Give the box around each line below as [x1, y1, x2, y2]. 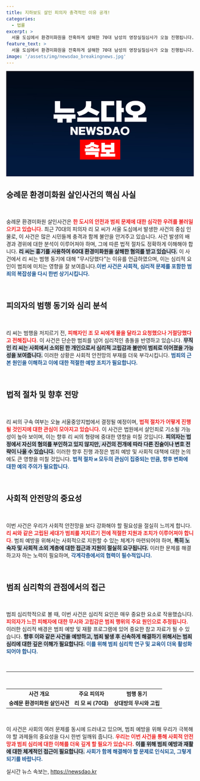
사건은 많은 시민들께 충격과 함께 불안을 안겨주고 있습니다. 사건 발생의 [24, 233, 184, 240]
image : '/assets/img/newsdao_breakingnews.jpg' [6, 54, 127, 60]
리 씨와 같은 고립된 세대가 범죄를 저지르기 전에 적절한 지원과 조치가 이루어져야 [6, 529, 183, 536]
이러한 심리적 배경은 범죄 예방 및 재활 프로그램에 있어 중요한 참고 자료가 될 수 [6, 626, 184, 633]
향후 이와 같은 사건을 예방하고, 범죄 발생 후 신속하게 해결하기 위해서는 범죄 [23, 633, 192, 640]
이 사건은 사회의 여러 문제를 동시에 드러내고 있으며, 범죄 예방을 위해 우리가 [6, 725, 177, 732]
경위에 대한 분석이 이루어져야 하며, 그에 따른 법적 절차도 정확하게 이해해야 [17, 240, 187, 248]
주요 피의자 [78, 691, 105, 698]
